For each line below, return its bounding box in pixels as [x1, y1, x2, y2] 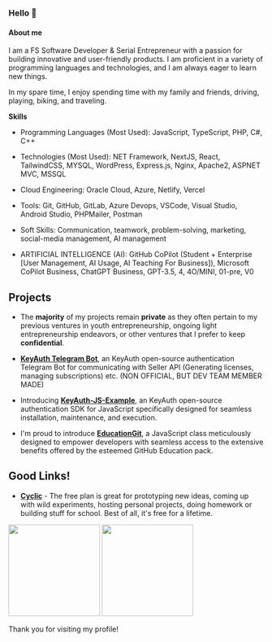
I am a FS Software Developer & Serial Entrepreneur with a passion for [8, 46, 244, 55]
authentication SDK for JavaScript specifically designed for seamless [19, 404, 253, 413]
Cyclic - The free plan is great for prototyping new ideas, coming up [19, 491, 249, 500]
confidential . [19, 338, 65, 347]
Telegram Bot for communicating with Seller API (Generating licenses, [19, 362, 254, 372]
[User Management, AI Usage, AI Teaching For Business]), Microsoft [19, 258, 249, 268]
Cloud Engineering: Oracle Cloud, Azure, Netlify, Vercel [19, 185, 205, 194]
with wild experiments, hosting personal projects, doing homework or [19, 500, 253, 509]
